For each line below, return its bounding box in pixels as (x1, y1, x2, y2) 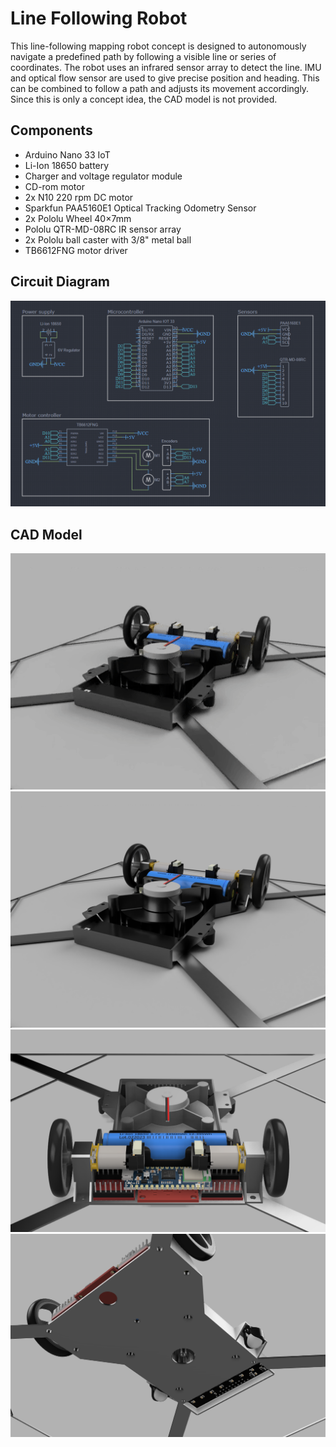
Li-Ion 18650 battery (24, 159, 110, 171)
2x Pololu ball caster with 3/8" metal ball (24, 233, 192, 246)
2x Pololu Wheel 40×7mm (24, 212, 132, 224)
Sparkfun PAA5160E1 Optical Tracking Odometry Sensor (24, 202, 257, 214)
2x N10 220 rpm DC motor (24, 191, 134, 203)
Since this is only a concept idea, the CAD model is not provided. (10, 93, 278, 105)
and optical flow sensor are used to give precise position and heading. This (10, 72, 320, 84)
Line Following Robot (10, 7, 188, 30)
